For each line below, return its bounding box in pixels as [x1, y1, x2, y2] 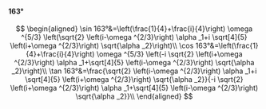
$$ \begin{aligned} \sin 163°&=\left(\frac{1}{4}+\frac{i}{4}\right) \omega [15, 24, 253, 33]
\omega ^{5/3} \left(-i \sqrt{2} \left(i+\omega [96, 49, 243, 59]
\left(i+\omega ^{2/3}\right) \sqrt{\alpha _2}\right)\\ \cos [10, 41, 194, 51]
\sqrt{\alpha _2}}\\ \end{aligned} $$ [75, 91, 193, 101]
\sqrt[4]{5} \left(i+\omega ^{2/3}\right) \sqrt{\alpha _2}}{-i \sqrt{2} [25, 75, 244, 84]
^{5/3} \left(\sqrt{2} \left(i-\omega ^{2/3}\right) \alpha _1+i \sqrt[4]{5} [21, 33, 248, 42]
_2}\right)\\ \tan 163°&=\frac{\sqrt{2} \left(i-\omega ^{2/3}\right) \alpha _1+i [11, 66, 257, 76]
